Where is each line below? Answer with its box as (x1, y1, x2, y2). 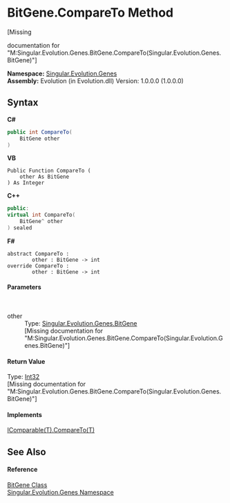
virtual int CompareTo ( (7, 211, 76, 219)
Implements (7, 410, 43, 418)
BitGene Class (7, 481, 48, 489)
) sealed (7, 224, 32, 231)
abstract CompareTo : (7, 250, 70, 257)
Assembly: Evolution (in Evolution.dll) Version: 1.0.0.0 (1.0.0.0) (7, 76, 184, 85)
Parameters (7, 283, 41, 292)
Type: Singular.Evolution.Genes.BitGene (24, 319, 137, 328)
